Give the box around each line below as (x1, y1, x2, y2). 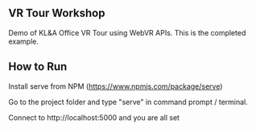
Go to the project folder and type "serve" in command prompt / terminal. (8, 97, 248, 107)
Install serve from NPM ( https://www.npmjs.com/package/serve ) (8, 81, 223, 91)
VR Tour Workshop (8, 6, 105, 20)
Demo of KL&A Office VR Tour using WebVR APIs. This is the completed (8, 27, 246, 37)
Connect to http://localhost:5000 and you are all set (8, 112, 180, 122)
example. (8, 36, 39, 46)
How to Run (8, 60, 68, 73)
